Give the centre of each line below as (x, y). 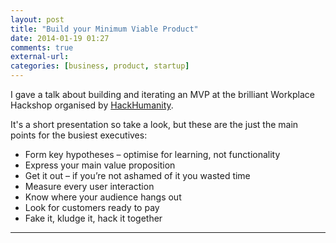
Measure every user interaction (89, 186)
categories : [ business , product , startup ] (100, 66)
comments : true (42, 47)
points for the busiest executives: (79, 135)
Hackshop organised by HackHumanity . (92, 105)
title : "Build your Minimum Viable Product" (104, 29)
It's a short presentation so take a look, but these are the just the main (154, 124)
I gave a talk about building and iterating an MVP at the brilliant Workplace (162, 94)
